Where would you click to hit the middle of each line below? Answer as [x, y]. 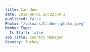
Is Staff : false [26, 33]
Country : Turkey [22, 42]
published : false [23, 19]
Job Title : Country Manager [34, 38]
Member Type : [19, 28]
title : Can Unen [22, 10]
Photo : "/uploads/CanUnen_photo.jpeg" [45, 24]
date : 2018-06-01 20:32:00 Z [35, 14]
